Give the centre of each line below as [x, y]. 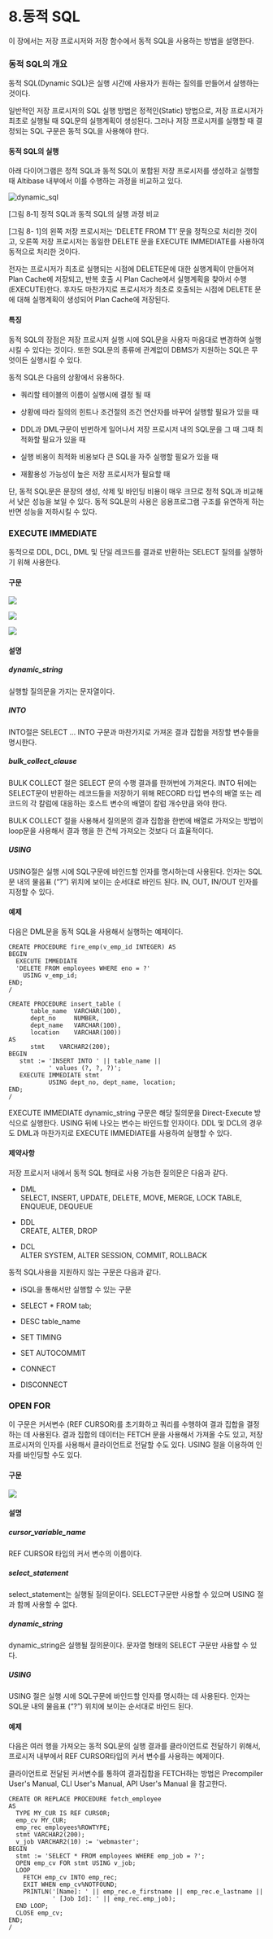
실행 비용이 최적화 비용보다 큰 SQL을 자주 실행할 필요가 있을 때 [119, 456]
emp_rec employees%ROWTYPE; [63, 1828]
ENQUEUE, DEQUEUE [56, 1207]
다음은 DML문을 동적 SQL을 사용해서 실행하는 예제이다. [96, 931]
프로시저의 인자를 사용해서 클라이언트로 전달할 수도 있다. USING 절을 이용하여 [131, 1445]
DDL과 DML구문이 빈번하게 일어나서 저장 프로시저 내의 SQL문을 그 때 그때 [137, 429]
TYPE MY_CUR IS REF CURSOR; [63, 1814]
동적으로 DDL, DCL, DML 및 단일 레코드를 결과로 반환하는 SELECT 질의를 [125, 551]
